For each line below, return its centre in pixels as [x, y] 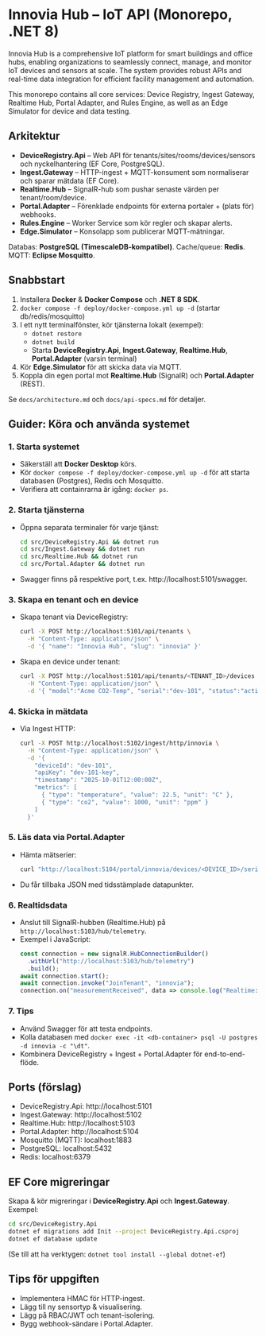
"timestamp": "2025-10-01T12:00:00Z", [98, 780]
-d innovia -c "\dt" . [54, 1045]
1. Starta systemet [44, 447]
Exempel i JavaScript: [55, 939]
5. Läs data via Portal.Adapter [67, 838]
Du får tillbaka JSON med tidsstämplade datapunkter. [107, 885]
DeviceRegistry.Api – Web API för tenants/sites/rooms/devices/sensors [137, 155]
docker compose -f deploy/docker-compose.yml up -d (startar [120, 308]
